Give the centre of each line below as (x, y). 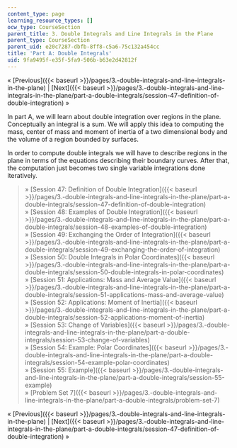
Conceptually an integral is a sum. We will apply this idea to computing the (116, 124)
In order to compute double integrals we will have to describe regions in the (117, 152)
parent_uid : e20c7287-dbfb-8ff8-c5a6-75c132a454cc (83, 47)
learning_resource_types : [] (50, 21)
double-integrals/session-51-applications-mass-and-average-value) (124, 294)
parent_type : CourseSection (49, 40)
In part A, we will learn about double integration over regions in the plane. (114, 116)
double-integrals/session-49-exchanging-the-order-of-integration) (122, 250)
